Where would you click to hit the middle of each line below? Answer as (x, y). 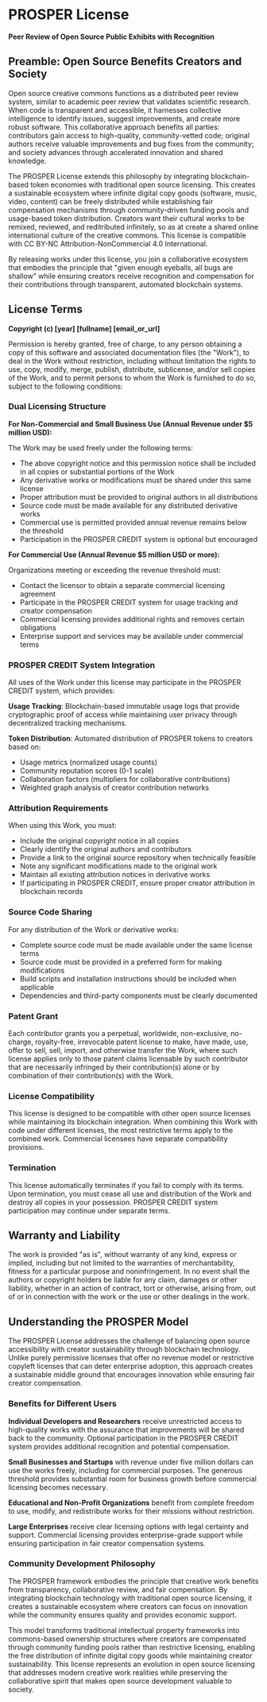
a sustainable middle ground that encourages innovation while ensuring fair (132, 1375)
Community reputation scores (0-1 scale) (87, 771)
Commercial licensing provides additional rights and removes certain (132, 619)
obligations (38, 627)
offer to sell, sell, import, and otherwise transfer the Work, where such (123, 1050)
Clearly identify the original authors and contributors (106, 849)
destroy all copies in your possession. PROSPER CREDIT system (113, 1202)
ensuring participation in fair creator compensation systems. (107, 1543)
